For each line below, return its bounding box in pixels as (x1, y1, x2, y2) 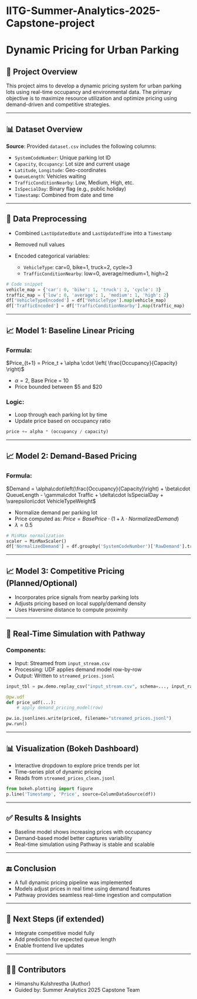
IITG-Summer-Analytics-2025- (6, 4, 161, 18)
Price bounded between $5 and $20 (14, 383, 103, 390)
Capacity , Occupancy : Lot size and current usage (14, 160, 130, 167)
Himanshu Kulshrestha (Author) (14, 980, 91, 987)
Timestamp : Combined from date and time (14, 192, 114, 198)
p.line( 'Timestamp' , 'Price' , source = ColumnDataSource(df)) (6, 791, 157, 797)
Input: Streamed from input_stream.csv (14, 659, 110, 666)
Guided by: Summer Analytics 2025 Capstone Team (14, 986, 140, 993)
